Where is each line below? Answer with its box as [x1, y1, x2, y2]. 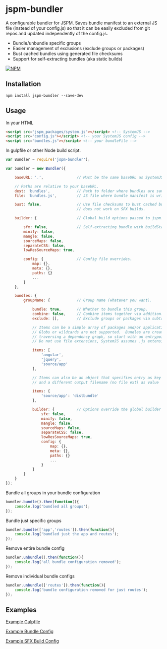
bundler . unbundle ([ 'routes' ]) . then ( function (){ [5, 583, 106, 587]
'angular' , [41, 352, 64, 358]
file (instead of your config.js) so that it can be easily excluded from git [5, 25, 150, 31]
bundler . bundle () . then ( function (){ [5, 499, 79, 504]
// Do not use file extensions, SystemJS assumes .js [32, 339, 146, 344]
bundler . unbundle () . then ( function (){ [5, 555, 84, 560]
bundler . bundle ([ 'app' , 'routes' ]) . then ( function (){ [5, 527, 114, 532]
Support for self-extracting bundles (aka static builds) [12, 56, 123, 62]
